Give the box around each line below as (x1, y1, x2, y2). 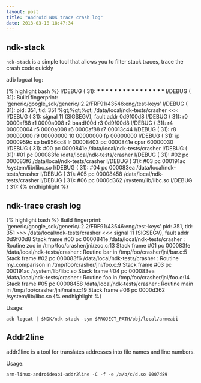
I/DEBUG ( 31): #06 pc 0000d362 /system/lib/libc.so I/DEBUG (40, 177, 193, 184)
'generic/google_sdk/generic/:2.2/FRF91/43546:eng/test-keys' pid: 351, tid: (6, 223, 193, 230)
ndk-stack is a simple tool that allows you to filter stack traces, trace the (6, 58, 184, 65)
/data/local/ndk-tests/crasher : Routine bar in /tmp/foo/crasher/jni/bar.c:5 (6, 248, 188, 255)
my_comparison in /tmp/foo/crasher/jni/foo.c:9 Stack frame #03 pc (6, 261, 172, 268)
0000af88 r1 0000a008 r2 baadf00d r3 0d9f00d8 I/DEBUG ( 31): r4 (6, 119, 173, 126)
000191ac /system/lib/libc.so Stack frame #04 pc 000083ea (6, 267, 155, 275)
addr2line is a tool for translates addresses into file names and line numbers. (6, 348, 195, 355)
